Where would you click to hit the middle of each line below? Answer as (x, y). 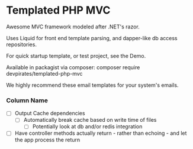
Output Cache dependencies (50, 114)
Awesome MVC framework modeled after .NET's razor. (73, 27)
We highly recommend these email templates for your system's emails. (92, 85)
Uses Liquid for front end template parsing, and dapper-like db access (92, 38)
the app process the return (47, 140)
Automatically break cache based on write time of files (90, 120)
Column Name (27, 100)
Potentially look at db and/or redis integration (87, 127)
